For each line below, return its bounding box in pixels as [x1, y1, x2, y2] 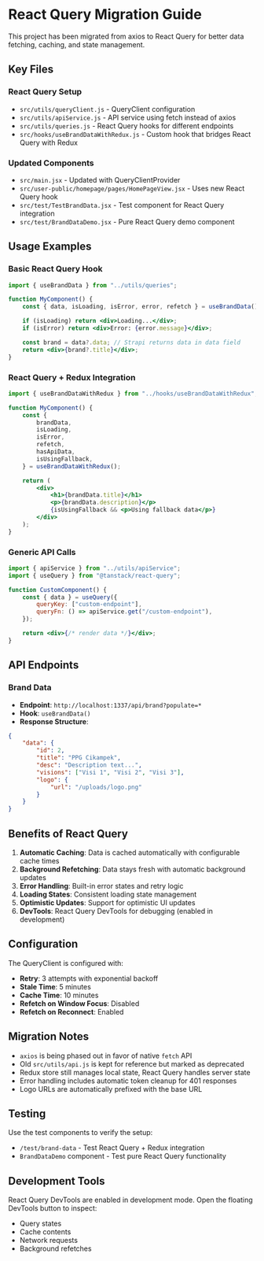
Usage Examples [8, 240, 92, 253]
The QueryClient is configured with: [8, 958, 124, 967]
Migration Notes [8, 1030, 89, 1044]
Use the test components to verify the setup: [8, 1128, 153, 1137]
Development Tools [8, 1174, 105, 1188]
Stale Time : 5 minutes [19, 982, 92, 991]
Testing [8, 1107, 46, 1120]
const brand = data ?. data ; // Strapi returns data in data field [22, 338, 241, 346]
